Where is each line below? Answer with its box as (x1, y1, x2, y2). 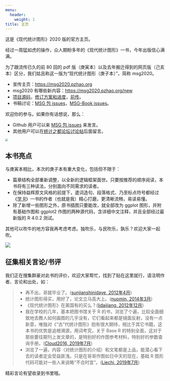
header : (10, 12, 26, 17)
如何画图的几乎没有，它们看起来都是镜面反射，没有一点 (47, 314, 163, 321)
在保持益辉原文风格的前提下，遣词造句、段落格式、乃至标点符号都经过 (12, 189, 159, 196)
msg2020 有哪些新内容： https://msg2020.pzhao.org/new (12, 87, 133, 94)
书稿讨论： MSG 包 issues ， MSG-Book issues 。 (12, 100, 112, 107)
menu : (5, 7, 17, 13)
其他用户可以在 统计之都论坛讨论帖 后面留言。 (12, 128, 106, 135)
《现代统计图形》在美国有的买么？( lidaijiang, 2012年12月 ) (25, 302, 144, 308)
